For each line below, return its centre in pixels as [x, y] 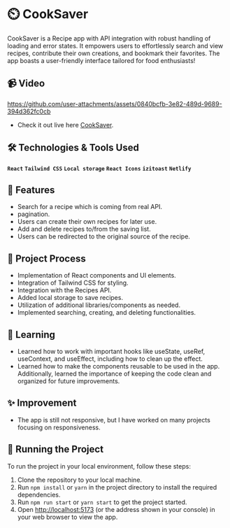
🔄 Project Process [46, 258]
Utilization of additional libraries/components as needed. [99, 305]
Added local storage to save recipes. [70, 298]
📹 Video [26, 84]
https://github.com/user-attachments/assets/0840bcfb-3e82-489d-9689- [115, 104]
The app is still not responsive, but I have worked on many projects [114, 420]
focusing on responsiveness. [59, 427]
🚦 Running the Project [55, 449]
